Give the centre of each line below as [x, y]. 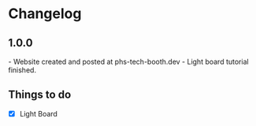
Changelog [45, 14]
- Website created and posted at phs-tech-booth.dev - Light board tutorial [129, 61]
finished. [22, 70]
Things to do [40, 95]
